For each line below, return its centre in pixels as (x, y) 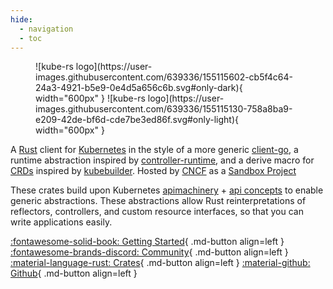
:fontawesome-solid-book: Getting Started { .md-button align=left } (147, 242)
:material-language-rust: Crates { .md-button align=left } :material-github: (160, 263)
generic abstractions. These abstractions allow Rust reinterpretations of (158, 201)
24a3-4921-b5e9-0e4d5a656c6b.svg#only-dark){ (139, 88)
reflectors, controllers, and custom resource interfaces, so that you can (157, 212)
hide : (21, 19)
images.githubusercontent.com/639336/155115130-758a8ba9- (164, 109)
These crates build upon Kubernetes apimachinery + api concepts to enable (167, 190)
